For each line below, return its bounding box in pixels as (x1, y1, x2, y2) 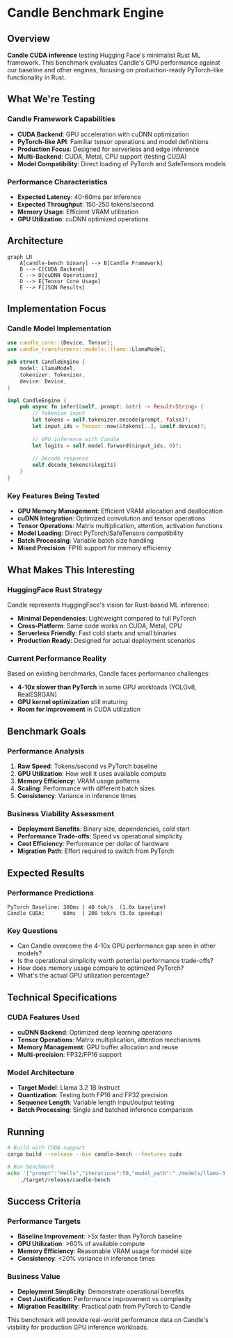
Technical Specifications (7, 991, 118, 1003)
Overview (7, 33, 51, 45)
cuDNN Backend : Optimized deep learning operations (17, 1028, 172, 1036)
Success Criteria (7, 1195, 81, 1207)
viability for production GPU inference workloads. (7, 1323, 149, 1332)
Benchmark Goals (7, 725, 86, 737)
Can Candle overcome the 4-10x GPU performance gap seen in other (17, 941, 216, 950)
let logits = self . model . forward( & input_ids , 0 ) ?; (32, 442, 182, 449)
